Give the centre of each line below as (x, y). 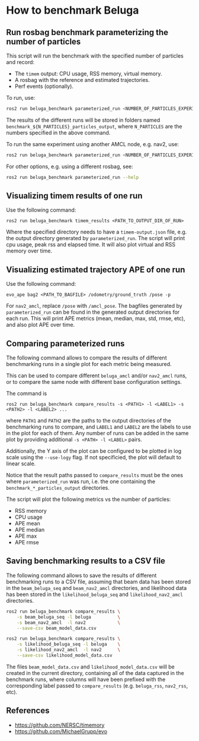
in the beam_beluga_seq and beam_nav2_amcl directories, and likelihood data (97, 588)
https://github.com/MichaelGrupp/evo (61, 731)
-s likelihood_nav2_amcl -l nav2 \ (68, 650)
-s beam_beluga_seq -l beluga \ (68, 617)
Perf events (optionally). (44, 86)
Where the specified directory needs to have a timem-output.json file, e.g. (97, 232)
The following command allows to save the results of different (81, 575)
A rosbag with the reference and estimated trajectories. (82, 80)
